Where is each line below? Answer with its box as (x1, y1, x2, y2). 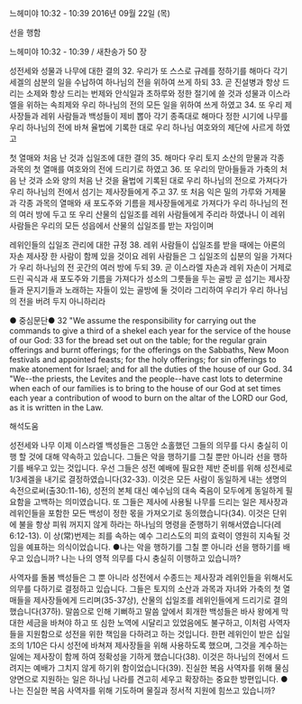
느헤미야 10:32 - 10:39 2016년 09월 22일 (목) (9, 8, 171, 18)
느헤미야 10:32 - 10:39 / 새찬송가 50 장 (9, 46, 147, 57)
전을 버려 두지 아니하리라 (18, 296, 106, 306)
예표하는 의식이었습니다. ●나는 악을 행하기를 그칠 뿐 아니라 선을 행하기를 (25, 541, 281, 552)
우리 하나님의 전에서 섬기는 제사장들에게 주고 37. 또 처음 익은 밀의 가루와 (9, 186, 263, 197)
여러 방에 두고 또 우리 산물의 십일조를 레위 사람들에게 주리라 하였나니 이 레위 (18, 209, 286, 220)
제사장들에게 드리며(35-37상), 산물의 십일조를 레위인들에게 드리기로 (32, 595, 272, 605)
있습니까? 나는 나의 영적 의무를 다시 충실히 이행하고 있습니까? (25, 553, 242, 563)
